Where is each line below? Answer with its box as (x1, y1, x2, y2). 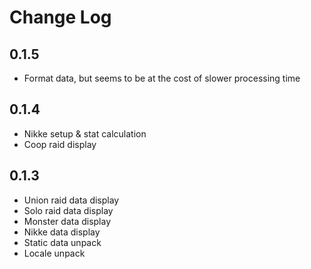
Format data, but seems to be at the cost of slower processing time (23, 72, 301, 84)
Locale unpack (23, 247, 86, 259)
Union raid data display (23, 194, 120, 206)
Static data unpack (23, 236, 102, 248)
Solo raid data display (23, 204, 114, 216)
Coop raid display (23, 138, 97, 150)
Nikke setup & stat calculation (23, 127, 147, 140)
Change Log (9, 6, 112, 29)
